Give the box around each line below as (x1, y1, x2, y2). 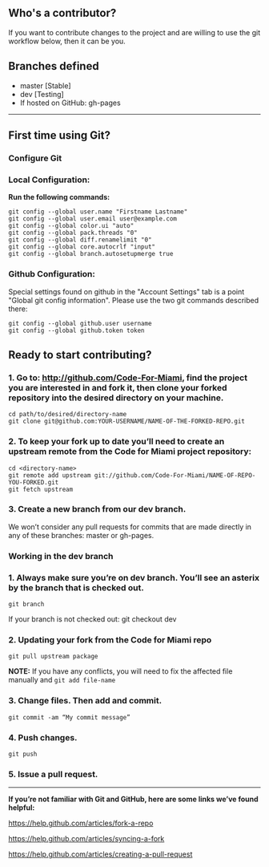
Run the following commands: (8, 192, 110, 202)
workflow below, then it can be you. (8, 36, 126, 46)
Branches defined (8, 59, 99, 73)
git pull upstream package (8, 653, 98, 661)
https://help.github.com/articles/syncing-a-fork (8, 834, 165, 844)
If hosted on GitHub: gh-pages (19, 98, 122, 107)
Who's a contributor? (8, 6, 117, 20)
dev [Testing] (19, 89, 64, 99)
